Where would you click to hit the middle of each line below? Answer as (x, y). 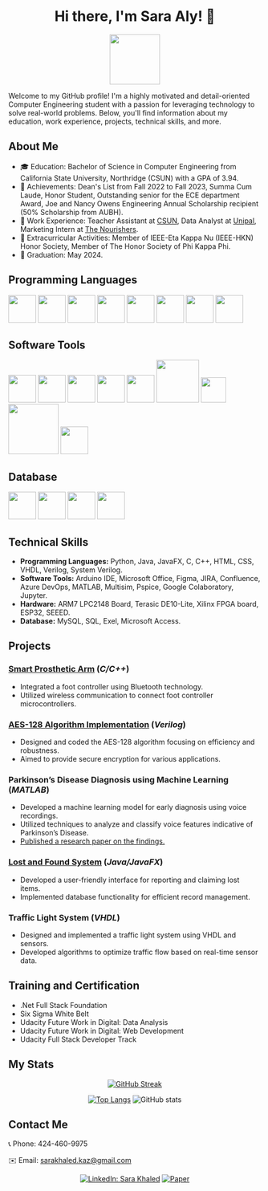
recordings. (39, 816)
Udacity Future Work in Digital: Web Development (102, 1030)
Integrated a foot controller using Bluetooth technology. (112, 686)
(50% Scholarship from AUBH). (71, 212)
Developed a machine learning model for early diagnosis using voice (133, 807)
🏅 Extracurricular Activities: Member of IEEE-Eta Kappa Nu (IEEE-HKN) (137, 238)
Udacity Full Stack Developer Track (78, 1039)
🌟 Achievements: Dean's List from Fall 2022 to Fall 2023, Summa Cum (136, 186)
